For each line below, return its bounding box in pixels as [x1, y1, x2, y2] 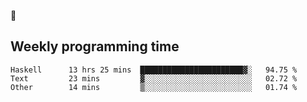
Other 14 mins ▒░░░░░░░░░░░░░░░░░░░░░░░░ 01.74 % [10, 82, 298, 92]
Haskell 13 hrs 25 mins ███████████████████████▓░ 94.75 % [10, 65, 298, 75]
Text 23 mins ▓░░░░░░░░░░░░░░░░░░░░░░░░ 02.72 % [10, 73, 298, 84]
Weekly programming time [10, 38, 180, 55]
